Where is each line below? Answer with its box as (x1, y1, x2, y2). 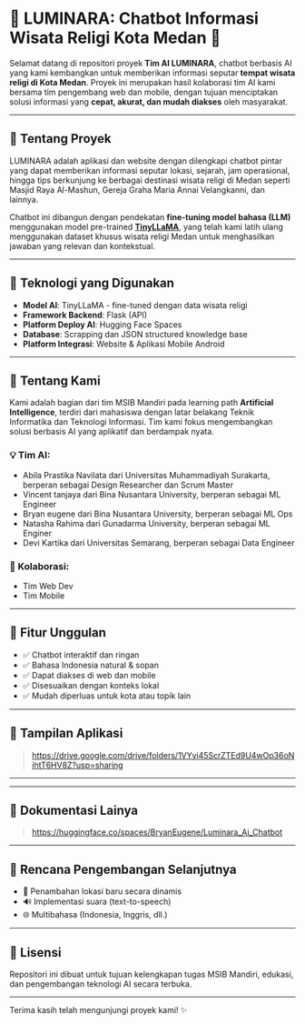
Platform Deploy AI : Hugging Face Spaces (22, 318, 182, 330)
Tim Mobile (22, 590, 65, 601)
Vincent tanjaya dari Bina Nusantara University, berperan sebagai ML (22, 488, 281, 499)
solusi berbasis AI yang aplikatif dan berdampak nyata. (9, 427, 215, 437)
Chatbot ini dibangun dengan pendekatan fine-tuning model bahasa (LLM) (9, 211, 291, 222)
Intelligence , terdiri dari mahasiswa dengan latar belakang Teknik (9, 407, 255, 417)
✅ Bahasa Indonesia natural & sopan (22, 659, 159, 670)
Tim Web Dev (22, 580, 74, 591)
